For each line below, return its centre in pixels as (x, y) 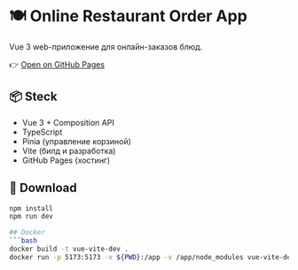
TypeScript (42, 132)
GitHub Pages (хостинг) (66, 160)
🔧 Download (43, 188)
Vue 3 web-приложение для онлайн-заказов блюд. (106, 46)
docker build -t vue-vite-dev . (69, 249)
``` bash (24, 241)
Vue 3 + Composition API (68, 122)
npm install (31, 208)
